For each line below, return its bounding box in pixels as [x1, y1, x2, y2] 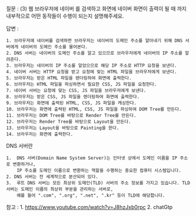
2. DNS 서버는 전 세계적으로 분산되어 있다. [6, 174, 98, 180]
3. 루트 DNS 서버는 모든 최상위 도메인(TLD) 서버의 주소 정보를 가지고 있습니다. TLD [6, 180, 190, 186]
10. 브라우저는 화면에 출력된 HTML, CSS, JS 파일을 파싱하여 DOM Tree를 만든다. [6, 106, 182, 112]
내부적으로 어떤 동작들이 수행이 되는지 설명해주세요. [6, 12, 124, 19]
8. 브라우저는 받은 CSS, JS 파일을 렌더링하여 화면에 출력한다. [6, 94, 140, 100]
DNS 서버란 [6, 143, 34, 149]
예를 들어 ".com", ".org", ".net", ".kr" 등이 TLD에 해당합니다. [16, 193, 165, 198]
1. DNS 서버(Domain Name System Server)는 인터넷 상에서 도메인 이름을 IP [6, 155, 178, 161]
